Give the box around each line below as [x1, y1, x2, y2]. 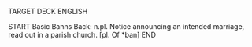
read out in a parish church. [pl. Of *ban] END [8, 31, 156, 39]
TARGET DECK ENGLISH [8, 7, 88, 16]
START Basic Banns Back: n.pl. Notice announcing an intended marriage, [8, 22, 245, 31]
